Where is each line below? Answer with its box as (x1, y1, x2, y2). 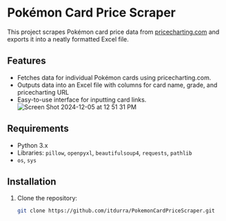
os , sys (17, 155, 37, 164)
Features (7, 55, 46, 67)
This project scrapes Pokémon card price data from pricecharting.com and (7, 28, 220, 36)
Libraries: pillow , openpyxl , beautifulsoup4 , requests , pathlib (17, 148, 192, 157)
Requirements (7, 123, 69, 135)
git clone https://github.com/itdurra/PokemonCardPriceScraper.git (17, 207, 215, 215)
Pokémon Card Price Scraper (7, 5, 176, 21)
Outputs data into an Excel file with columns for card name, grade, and (17, 81, 218, 89)
